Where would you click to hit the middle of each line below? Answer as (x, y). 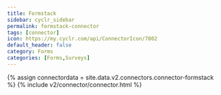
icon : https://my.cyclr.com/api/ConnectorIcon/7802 (82, 39)
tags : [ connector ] (33, 32)
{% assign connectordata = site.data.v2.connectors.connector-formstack (110, 77)
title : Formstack (32, 13)
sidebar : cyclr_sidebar (41, 20)
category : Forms (30, 52)
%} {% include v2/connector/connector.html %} (75, 84)
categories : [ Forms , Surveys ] (49, 58)
